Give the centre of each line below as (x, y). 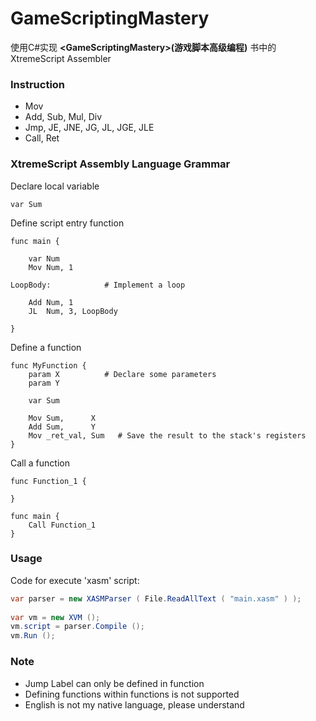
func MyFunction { (48, 365)
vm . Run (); (33, 636)
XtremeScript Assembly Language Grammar (120, 164)
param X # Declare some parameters (122, 374)
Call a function (40, 463)
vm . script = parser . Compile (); (77, 627)
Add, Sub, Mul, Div (63, 117)
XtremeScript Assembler (61, 58)
